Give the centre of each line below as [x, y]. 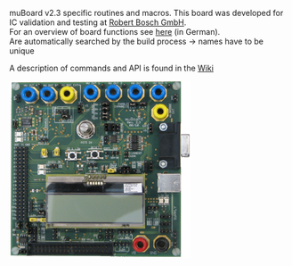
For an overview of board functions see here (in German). [115, 32]
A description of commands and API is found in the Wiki [111, 68]
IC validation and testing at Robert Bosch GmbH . [98, 22]
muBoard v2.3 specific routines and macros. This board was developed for [146, 13]
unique [22, 51]
